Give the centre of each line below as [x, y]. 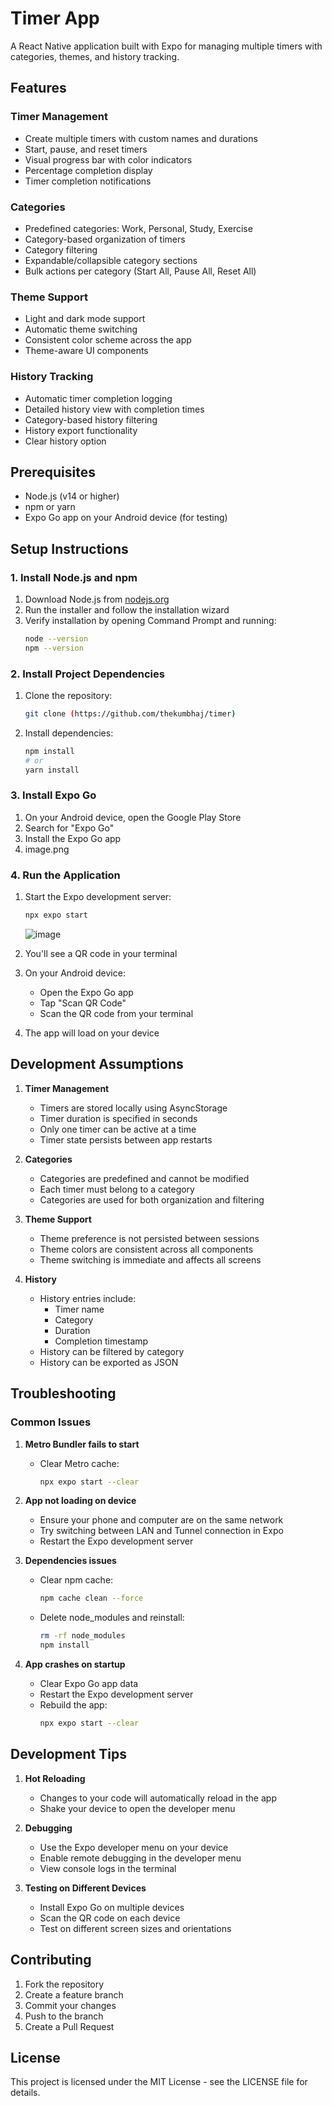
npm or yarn [50, 507]
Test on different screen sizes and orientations [135, 1928]
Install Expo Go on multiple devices [112, 1907]
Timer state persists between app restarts [126, 1139]
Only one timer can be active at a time [118, 1129]
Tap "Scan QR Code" [83, 1003]
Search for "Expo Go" [69, 828]
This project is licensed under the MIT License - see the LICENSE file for [159, 2082]
